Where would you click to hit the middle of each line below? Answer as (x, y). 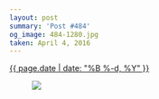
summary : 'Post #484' (50, 26)
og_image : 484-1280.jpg (54, 34)
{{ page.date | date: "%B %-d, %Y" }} (79, 68)
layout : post (34, 18)
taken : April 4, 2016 (50, 43)
